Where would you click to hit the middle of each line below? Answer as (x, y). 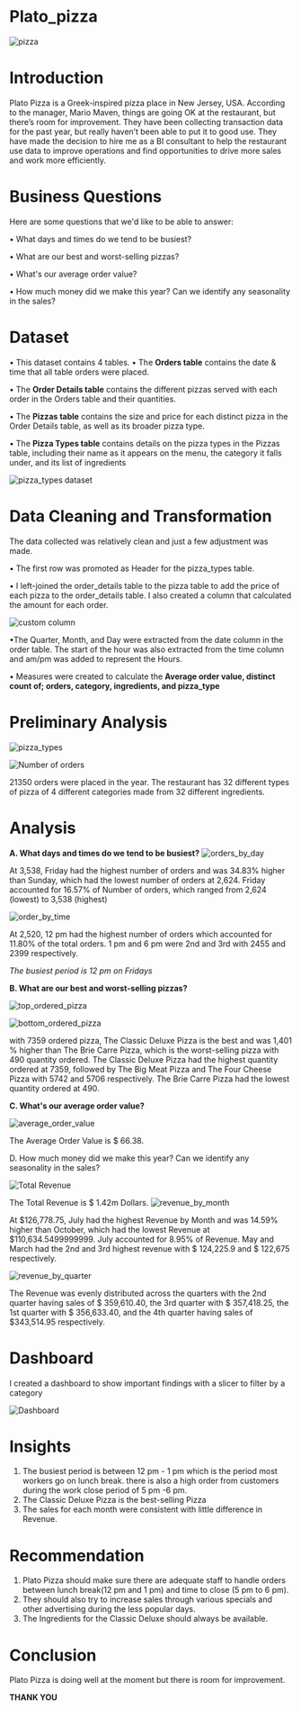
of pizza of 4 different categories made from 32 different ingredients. (137, 792)
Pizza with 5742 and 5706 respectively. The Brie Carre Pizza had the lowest (150, 1079)
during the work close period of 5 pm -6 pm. (105, 1490)
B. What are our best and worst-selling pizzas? (98, 988)
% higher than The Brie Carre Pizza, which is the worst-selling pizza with (144, 1050)
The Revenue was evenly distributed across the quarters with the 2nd (138, 1293)
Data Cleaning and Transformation (141, 516)
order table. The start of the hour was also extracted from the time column (147, 649)
